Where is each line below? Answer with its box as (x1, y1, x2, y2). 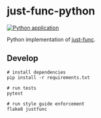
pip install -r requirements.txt (7, 74, 90, 81)
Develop (7, 53, 38, 64)
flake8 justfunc (7, 106, 47, 112)
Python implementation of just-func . (7, 36, 96, 43)
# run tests (7, 85, 36, 91)
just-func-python (7, 4, 96, 18)
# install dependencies (7, 69, 66, 75)
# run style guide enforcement (7, 101, 85, 107)
